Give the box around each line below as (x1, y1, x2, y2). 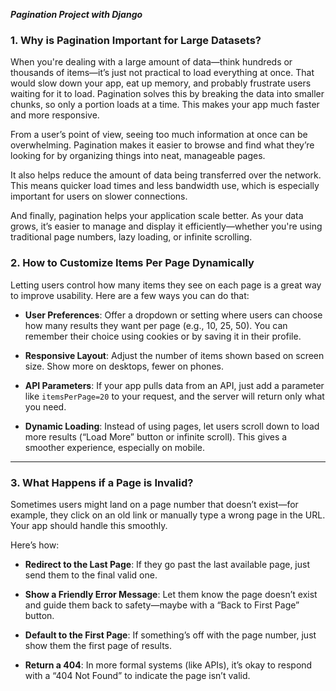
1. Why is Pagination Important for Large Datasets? (10, 33, 262, 47)
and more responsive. (10, 109, 100, 121)
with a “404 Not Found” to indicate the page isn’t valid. (24, 669, 251, 681)
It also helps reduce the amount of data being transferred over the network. (10, 169, 322, 181)
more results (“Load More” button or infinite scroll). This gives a (24, 430, 288, 443)
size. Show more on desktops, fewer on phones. (24, 360, 224, 372)
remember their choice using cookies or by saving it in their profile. (24, 330, 302, 342)
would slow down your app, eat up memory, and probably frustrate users (10, 77, 312, 89)
